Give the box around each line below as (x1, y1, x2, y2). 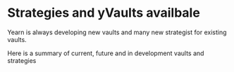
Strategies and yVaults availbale (7, 5, 201, 21)
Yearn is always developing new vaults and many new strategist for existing (7, 28, 227, 36)
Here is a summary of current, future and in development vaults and (7, 49, 204, 57)
